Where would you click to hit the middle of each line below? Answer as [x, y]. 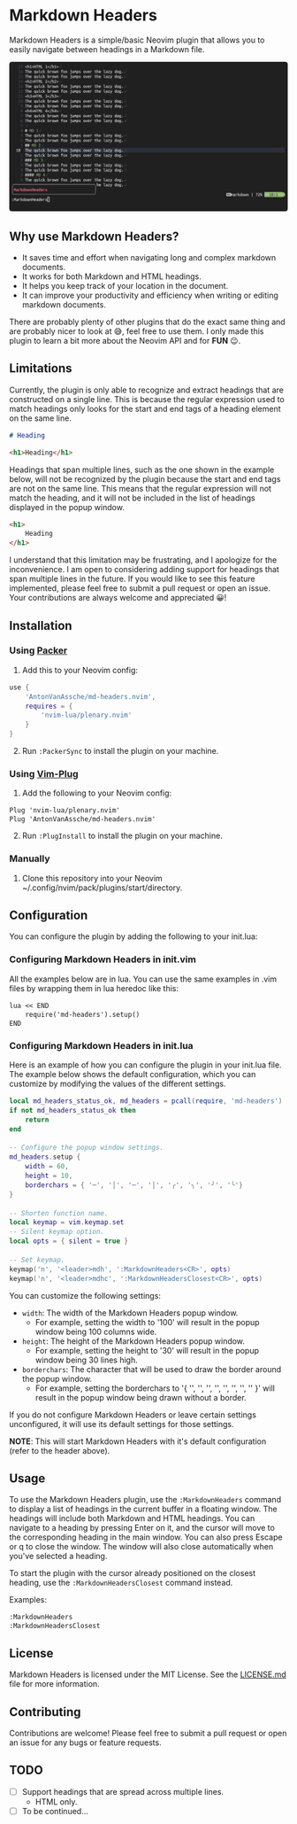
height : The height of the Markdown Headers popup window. [133, 1341]
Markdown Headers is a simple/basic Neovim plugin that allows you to [137, 40]
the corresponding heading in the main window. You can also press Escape [146, 1537]
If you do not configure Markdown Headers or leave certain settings [133, 1415]
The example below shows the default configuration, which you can [133, 1075]
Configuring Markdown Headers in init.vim [103, 959]
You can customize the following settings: [85, 1295]
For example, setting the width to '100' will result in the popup [147, 1322]
